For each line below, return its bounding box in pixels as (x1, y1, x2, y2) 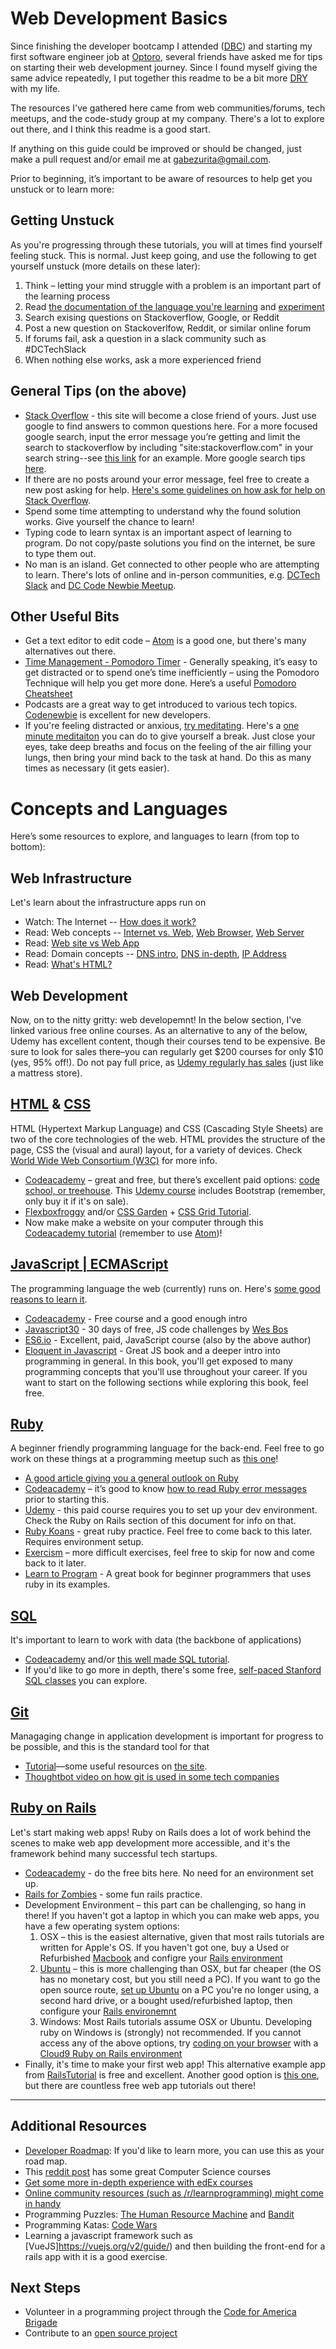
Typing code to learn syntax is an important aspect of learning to (24, 526, 292, 538)
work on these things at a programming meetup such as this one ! (10, 1453, 279, 1465)
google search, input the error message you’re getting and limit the (24, 430, 301, 442)
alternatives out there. (24, 645, 116, 657)
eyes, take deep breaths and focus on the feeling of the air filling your (24, 741, 312, 753)
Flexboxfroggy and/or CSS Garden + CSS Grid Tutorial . (24, 1205, 252, 1217)
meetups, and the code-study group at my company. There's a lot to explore (10, 112, 325, 124)
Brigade (24, 2317, 58, 2329)
